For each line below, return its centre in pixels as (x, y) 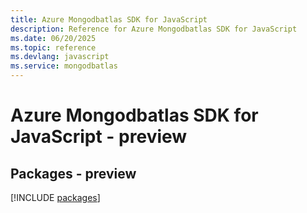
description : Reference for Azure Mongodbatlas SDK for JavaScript (154, 29)
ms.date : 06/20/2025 (53, 38)
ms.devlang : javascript (60, 57)
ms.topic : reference (53, 47)
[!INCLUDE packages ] (55, 197)
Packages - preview (73, 173)
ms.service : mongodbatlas (64, 66)
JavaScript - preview (99, 137)
